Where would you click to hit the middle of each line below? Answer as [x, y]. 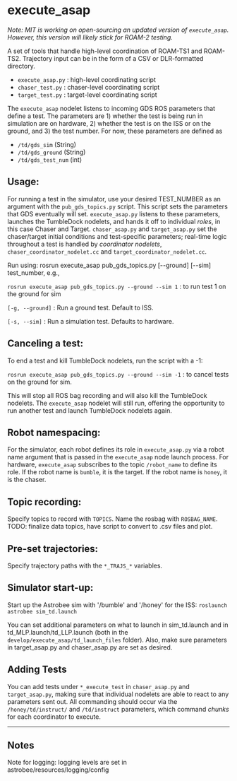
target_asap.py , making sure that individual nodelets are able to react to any [118, 694]
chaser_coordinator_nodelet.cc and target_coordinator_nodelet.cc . [107, 251]
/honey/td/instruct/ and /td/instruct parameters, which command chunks [118, 709]
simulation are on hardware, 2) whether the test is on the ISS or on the [109, 123]
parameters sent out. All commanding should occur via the [92, 701]
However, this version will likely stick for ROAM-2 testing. [90, 37]
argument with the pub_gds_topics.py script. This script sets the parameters [117, 206]
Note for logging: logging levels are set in [67, 763]
